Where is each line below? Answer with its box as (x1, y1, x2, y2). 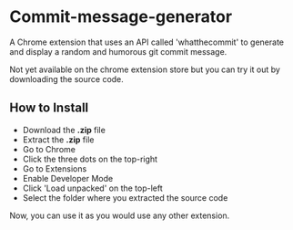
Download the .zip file (22, 124, 106, 135)
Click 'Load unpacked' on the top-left (22, 183, 164, 193)
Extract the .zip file (22, 134, 95, 145)
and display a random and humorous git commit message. (9, 46, 227, 57)
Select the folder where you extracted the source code (22, 192, 228, 203)
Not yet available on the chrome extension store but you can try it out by (9, 64, 280, 75)
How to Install (9, 100, 89, 116)
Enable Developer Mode (22, 172, 114, 183)
